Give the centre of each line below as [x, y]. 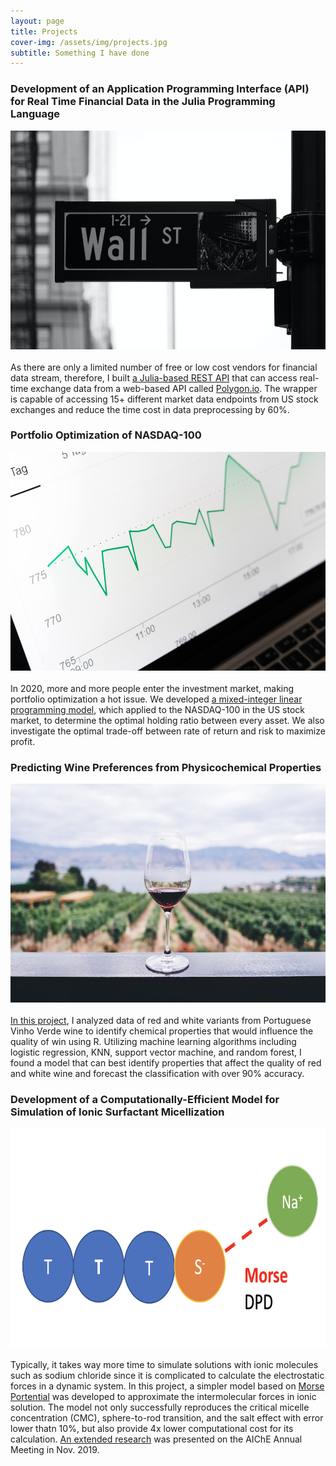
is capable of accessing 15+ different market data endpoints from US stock [164, 399]
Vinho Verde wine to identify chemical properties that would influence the [162, 1031]
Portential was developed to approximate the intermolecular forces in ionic [163, 1397]
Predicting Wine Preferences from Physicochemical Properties [166, 767]
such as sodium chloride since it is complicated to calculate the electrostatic [167, 1376]
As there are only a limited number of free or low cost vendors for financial [164, 367]
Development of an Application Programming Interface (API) [160, 89]
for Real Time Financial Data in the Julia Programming [143, 102]
